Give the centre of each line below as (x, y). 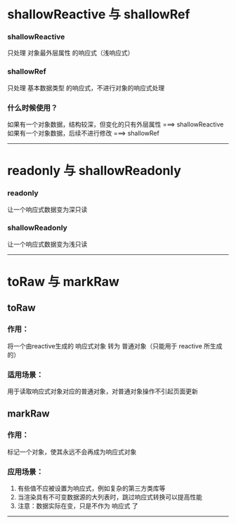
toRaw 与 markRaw (63, 282)
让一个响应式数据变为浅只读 (47, 244)
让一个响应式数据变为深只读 (47, 209)
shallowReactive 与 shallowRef (99, 14)
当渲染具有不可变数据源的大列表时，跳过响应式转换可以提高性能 (110, 497)
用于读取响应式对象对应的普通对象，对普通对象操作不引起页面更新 (103, 391)
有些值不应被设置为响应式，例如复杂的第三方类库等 (91, 488)
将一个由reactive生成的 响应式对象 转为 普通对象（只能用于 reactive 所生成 (115, 346)
